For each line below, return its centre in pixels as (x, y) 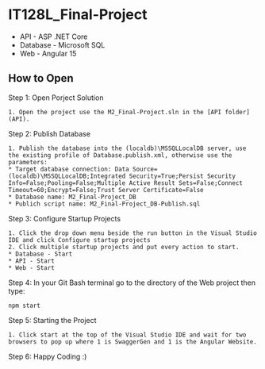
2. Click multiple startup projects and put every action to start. (124, 247)
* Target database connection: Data (69, 169)
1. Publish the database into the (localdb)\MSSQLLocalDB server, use (127, 148)
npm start (25, 306)
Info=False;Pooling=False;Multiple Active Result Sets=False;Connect (126, 183)
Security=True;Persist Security (182, 176)
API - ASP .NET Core (54, 37)
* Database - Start (40, 254)
